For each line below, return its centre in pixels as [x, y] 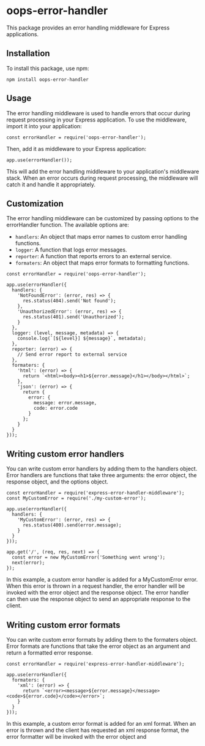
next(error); [28, 563]
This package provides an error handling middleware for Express [88, 28]
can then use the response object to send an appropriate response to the [99, 599]
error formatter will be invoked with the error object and [76, 736]
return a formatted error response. [50, 653]
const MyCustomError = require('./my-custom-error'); [76, 498]
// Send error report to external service [72, 355]
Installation [28, 54]
